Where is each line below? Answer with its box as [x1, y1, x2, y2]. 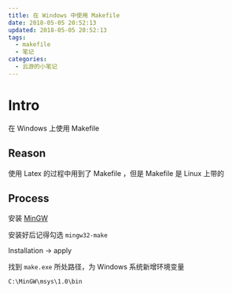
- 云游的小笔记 [15, 63, 58, 71]
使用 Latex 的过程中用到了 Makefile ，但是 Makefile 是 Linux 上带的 [8, 168, 225, 178]
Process [8, 192, 50, 205]
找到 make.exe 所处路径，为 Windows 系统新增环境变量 [8, 262, 185, 272]
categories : [8, 56, 47, 64]
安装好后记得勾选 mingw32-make [8, 230, 108, 240]
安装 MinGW [8, 214, 49, 223]
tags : [8, 33, 26, 42]
